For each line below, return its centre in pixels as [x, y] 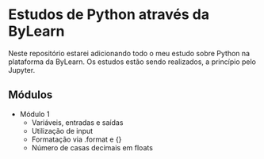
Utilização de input [62, 131]
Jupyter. [22, 70]
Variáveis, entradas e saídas [77, 122]
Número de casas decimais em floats [92, 147]
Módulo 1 [34, 114]
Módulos [31, 95]
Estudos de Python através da [109, 15]
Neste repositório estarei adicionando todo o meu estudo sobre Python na [129, 53]
